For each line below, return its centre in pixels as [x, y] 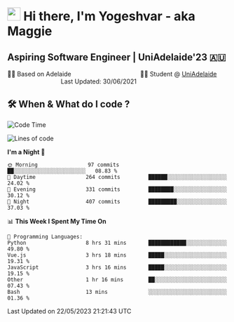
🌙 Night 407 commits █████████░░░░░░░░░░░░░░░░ [117, 201]
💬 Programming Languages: [45, 236]
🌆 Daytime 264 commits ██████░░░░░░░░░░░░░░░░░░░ [117, 177]
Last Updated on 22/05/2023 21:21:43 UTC [69, 311]
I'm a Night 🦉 [26, 152]
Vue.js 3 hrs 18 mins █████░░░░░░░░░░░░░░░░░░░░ [117, 255]
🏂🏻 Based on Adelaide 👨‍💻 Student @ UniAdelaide [112, 74]
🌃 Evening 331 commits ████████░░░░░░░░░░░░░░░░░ [117, 189]
